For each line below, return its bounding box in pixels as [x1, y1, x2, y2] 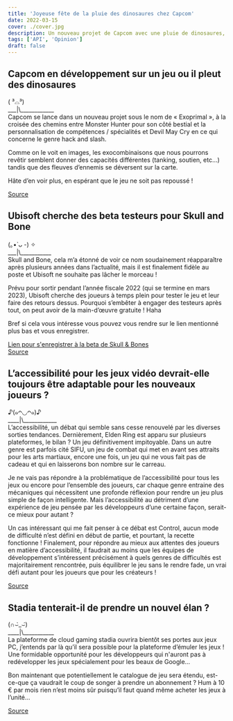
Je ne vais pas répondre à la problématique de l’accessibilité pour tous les [8, 474, 220, 482]
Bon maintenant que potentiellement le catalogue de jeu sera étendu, [8, 671, 205, 679]
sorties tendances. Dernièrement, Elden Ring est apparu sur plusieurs [8, 431, 207, 439]
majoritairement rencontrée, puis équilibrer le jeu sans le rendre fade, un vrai [8, 561, 227, 570]
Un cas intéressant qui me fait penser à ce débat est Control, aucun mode [8, 524, 219, 532]
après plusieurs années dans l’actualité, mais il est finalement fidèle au [8, 263, 209, 271]
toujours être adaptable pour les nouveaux [8, 379, 196, 390]
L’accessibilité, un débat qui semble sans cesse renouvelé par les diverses [8, 423, 221, 431]
